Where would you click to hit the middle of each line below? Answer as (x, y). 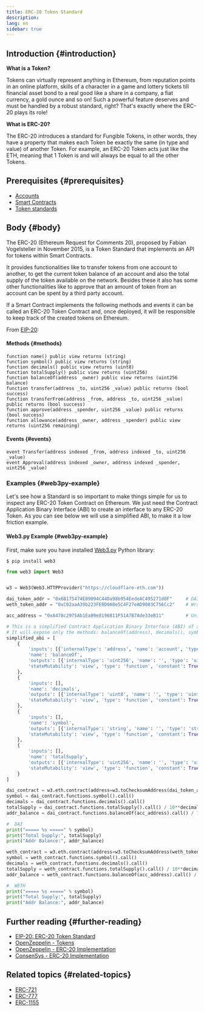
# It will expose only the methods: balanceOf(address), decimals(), (96, 632)
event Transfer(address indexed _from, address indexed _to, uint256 (96, 452)
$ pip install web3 (31, 561)
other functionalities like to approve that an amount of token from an (91, 286)
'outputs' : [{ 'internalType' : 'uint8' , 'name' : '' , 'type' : (106, 695)
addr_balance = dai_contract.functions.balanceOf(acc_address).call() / (100, 813)
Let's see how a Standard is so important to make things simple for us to (97, 496)
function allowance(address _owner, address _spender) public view (93, 420)
